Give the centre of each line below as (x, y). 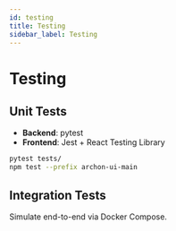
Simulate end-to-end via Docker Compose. (88, 217)
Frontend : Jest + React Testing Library (93, 142)
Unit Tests (38, 111)
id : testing (31, 17)
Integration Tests (58, 195)
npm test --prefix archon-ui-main (74, 167)
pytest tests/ (36, 159)
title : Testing (38, 26)
